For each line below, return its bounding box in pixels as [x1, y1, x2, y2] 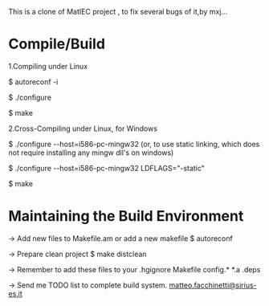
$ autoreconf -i [8, 76, 59, 87]
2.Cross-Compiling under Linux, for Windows [8, 124, 158, 133]
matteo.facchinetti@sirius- [169, 280, 257, 290]
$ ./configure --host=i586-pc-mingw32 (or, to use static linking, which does [8, 139, 260, 149]
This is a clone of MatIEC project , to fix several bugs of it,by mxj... [8, 7, 227, 16]
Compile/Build [8, 35, 106, 53]
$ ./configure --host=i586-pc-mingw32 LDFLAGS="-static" [8, 163, 205, 173]
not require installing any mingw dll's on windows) [8, 148, 174, 157]
